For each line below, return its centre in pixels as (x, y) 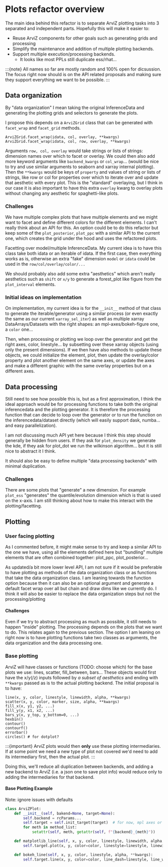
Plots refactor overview (55, 9)
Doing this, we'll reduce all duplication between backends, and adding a (79, 766)
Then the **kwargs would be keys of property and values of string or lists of (83, 172)
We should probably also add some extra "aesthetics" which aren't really (80, 274)
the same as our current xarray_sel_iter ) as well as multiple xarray (75, 319)
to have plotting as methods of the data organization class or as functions (81, 573)
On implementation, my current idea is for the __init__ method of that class (83, 308)
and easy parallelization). (31, 425)
